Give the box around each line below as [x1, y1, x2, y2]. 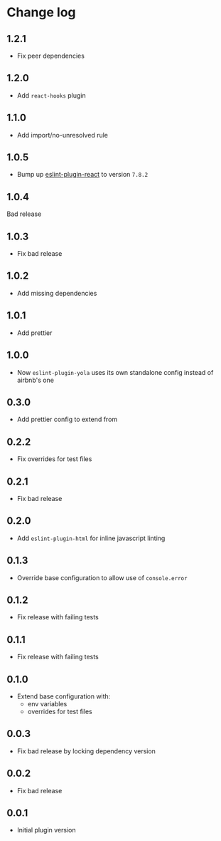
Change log [6, 4, 76, 21]
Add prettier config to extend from [16, 415, 118, 424]
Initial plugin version [16, 826, 76, 835]
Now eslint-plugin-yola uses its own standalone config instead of [16, 368, 214, 376]
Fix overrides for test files [16, 455, 92, 463]
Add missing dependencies [16, 289, 97, 297]
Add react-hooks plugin [16, 91, 86, 100]
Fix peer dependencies [16, 51, 85, 60]
